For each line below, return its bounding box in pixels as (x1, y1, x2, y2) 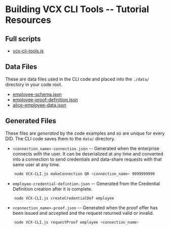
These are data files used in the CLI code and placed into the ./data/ (5, 76, 149, 82)
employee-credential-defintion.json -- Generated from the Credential (12, 180, 160, 186)
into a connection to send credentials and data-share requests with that (12, 156, 162, 162)
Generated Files (5, 117, 57, 125)
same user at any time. (12, 161, 60, 168)
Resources (5, 14, 52, 26)
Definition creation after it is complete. (12, 186, 93, 192)
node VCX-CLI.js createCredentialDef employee (14, 196, 114, 201)
